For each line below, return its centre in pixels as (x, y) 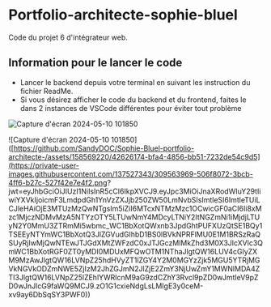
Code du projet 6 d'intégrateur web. (68, 37)
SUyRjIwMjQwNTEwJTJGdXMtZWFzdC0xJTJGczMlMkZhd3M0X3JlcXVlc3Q (136, 243)
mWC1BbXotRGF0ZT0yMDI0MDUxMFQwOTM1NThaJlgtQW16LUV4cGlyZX (133, 251)
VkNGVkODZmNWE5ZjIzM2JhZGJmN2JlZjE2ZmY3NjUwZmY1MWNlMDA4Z (134, 268)
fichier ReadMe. (47, 91)
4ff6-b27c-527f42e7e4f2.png (58, 182)
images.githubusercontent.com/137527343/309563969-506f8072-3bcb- (131, 174)
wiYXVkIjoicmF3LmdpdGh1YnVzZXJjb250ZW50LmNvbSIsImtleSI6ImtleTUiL (134, 199)
